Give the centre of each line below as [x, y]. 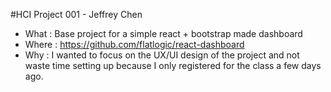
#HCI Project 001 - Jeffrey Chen [76, 14]
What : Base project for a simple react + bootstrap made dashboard [163, 33]
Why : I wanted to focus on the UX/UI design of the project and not [162, 55]
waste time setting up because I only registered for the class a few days [173, 65]
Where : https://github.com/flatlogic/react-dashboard [134, 44]
